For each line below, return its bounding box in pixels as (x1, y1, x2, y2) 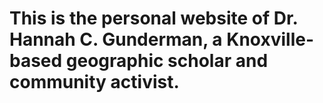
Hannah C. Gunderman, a (9, 28, 223, 51)
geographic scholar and (65, 50, 269, 72)
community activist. (9, 71, 180, 94)
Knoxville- (226, 28, 315, 51)
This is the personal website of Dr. (9, 7, 299, 30)
